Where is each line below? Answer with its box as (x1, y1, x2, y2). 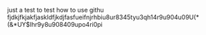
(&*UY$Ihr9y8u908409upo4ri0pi (7, 21, 103, 28)
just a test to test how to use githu (7, 6, 104, 14)
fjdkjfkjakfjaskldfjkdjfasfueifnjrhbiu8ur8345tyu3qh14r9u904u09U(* (7, 13, 200, 21)
